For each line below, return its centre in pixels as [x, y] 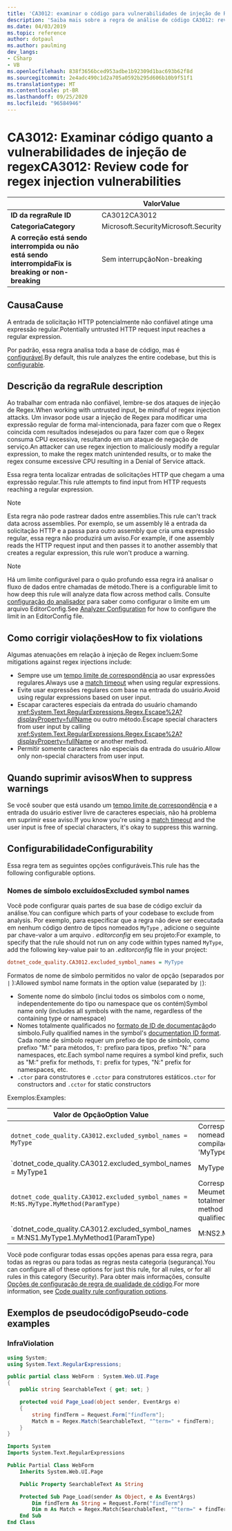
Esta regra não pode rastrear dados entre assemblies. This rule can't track [112, 516]
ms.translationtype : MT [41, 84]
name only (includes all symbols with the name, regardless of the [109, 1011]
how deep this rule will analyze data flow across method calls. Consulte [109, 594]
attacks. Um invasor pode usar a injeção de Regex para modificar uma [107, 418]
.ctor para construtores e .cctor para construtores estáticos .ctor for [116, 1077]
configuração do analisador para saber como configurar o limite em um [109, 602]
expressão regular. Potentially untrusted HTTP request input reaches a [106, 329]
